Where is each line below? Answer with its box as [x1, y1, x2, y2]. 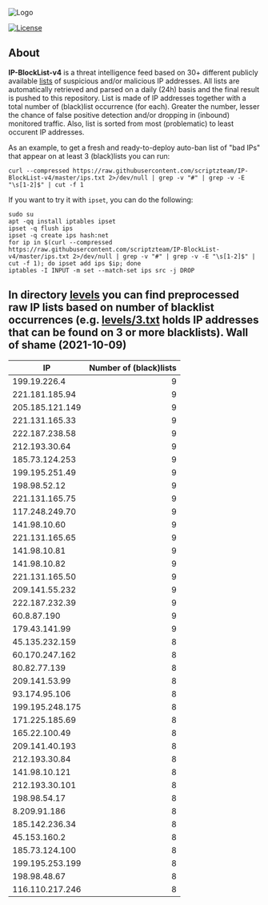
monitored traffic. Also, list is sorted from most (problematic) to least [8, 119, 234, 128]
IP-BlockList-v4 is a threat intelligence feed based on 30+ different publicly [8, 67, 258, 77]
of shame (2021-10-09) [8, 338, 127, 352]
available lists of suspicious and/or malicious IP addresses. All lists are [8, 76, 240, 86]
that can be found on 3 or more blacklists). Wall [8, 325, 249, 340]
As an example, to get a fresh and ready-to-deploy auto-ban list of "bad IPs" [8, 143, 261, 152]
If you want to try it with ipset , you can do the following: [8, 195, 194, 204]
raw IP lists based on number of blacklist [8, 301, 214, 314]
